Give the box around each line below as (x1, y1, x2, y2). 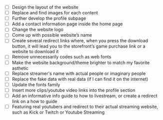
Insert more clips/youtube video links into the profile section (11, 87, 136, 93)
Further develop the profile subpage (11, 15, 86, 21)
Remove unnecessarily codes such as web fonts (11, 54, 112, 60)
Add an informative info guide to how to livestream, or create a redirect (11, 93, 158, 99)
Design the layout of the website (11, 4, 79, 10)
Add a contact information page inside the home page (11, 21, 123, 27)
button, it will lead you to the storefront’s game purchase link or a (11, 43, 146, 49)
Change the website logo (11, 27, 64, 33)
